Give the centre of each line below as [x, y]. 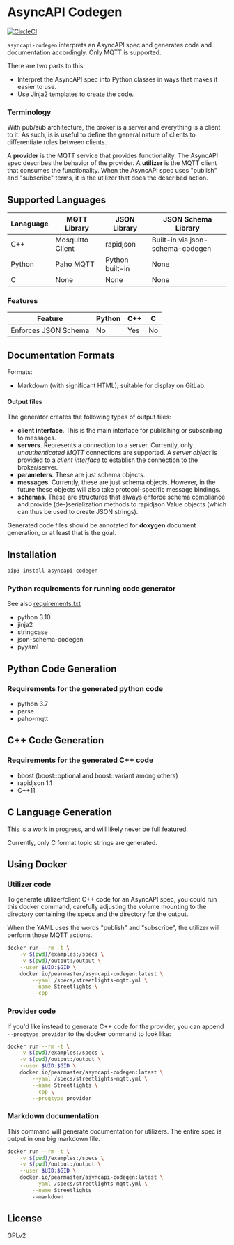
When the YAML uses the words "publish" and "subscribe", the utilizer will [114, 928]
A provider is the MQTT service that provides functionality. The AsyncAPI [113, 156]
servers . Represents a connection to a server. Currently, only [105, 445]
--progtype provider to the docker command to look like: [89, 1034]
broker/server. [38, 467]
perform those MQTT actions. [50, 935]
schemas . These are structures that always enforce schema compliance [121, 497]
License [25, 1219]
